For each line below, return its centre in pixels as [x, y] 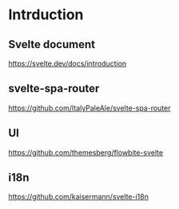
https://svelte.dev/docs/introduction [68, 63]
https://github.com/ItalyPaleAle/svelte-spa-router [89, 108]
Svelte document [52, 44]
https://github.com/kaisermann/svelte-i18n [79, 197]
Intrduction [46, 15]
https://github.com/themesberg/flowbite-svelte [86, 152]
